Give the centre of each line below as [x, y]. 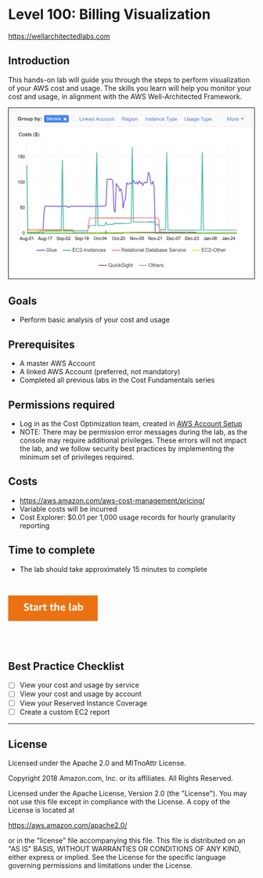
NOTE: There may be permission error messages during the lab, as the [133, 432]
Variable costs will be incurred [68, 508]
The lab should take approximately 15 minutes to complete [113, 569]
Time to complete [52, 550]
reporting [34, 525]
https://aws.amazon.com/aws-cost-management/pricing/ [112, 501]
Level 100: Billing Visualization [110, 15]
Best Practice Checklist [66, 666]
